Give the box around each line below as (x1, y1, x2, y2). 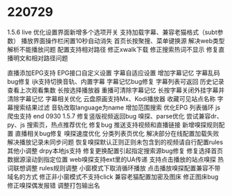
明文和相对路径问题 (12, 53, 68, 62)
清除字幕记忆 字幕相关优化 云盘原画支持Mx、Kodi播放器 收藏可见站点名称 (7, 94, 216, 103)
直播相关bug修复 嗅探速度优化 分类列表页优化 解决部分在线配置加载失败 (15, 129, 220, 137)
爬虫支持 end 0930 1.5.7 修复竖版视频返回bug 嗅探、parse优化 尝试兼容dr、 (7, 112, 223, 120)
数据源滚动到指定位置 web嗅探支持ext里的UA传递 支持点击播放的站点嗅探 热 (7, 155, 224, 163)
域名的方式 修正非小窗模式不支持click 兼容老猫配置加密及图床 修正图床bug (7, 172, 219, 181)
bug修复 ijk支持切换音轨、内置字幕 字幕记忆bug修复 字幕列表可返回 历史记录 (7, 77, 225, 85)
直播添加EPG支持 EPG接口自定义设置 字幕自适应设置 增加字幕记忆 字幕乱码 (7, 69, 220, 77)
